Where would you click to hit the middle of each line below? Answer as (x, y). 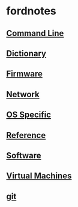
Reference (26, 135)
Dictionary (26, 53)
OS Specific (29, 115)
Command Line (35, 33)
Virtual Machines (39, 176)
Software (24, 155)
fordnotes (31, 11)
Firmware (25, 74)
